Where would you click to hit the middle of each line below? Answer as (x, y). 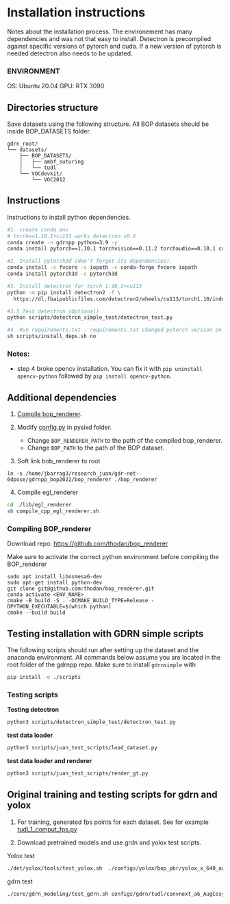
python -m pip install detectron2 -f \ (64, 292)
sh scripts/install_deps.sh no (52, 337)
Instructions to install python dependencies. (69, 217)
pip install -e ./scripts (44, 677)
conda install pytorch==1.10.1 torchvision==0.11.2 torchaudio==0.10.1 (111, 249)
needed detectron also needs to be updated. (70, 53)
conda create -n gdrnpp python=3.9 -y (62, 242)
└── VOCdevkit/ (41, 174)
